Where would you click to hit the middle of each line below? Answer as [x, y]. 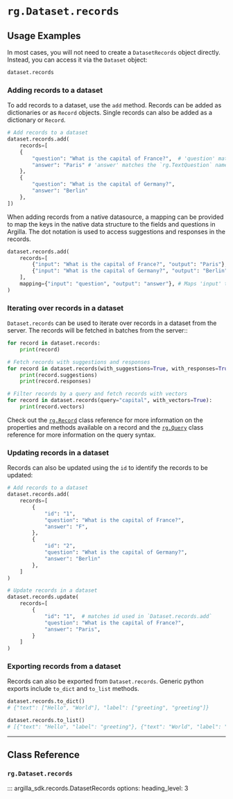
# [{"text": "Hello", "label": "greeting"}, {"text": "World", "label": [114, 727]
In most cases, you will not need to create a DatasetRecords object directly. [114, 52]
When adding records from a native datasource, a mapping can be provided [115, 217]
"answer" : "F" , [66, 527]
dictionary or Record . [36, 120]
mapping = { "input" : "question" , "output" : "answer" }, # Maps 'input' [121, 284]
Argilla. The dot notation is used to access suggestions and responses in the [116, 231]
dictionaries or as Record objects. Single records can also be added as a [110, 113]
